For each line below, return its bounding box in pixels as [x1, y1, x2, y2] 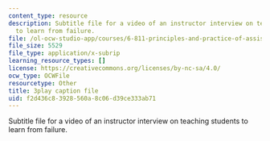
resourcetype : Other [8, 79, 78, 87]
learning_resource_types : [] [8, 57, 106, 65]
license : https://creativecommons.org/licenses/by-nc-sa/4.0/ [8, 64, 221, 73]
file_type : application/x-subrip [8, 49, 121, 57]
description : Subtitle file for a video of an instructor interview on [8, 19, 253, 27]
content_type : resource [8, 11, 88, 20]
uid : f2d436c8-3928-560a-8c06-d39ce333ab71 [8, 94, 157, 102]
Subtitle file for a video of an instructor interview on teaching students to [8, 116, 249, 126]
